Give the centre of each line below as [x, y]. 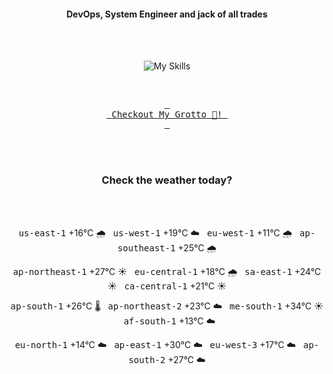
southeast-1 [146, 248]
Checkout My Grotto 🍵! [167, 114]
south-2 [147, 359]
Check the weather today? [167, 180]
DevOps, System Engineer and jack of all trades [167, 14]
